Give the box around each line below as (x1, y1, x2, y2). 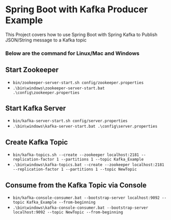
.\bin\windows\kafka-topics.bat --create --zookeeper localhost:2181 (12, 163, 165, 168)
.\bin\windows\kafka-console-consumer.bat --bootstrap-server (12, 205, 148, 211)
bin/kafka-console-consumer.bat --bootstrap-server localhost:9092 (12, 195, 160, 201)
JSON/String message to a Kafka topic (5, 37, 87, 43)
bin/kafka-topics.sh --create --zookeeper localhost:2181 (12, 152, 139, 157)
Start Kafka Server (5, 104, 66, 113)
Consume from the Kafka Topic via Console (5, 181, 147, 189)
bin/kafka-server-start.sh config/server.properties (12, 118, 128, 124)
